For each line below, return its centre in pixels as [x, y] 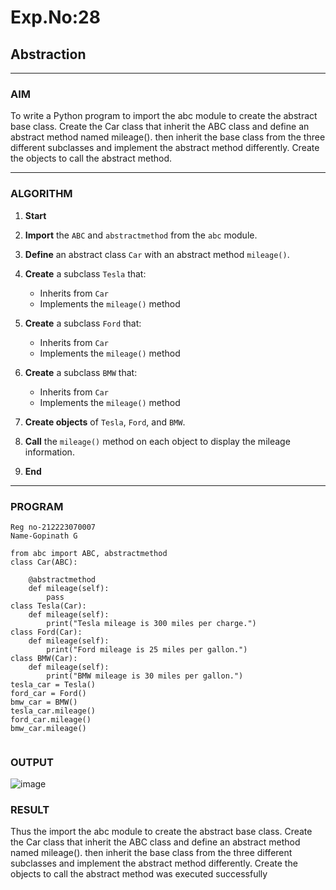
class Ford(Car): [46, 632]
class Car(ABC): [44, 562]
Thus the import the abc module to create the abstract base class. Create [161, 832]
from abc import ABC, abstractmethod [89, 553]
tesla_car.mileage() [53, 711]
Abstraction [48, 54]
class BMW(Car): [44, 658]
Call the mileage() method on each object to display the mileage [157, 441]
